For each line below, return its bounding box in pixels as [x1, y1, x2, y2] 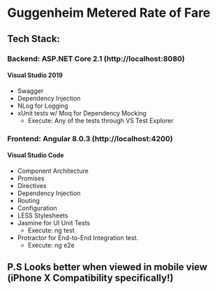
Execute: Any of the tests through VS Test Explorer [27, 116, 174, 125]
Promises [17, 173, 45, 183]
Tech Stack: [7, 33, 61, 45]
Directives [17, 181, 47, 190]
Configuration [17, 204, 57, 212]
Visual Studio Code [7, 151, 64, 159]
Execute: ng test [27, 226, 75, 234]
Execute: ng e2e [27, 241, 75, 249]
